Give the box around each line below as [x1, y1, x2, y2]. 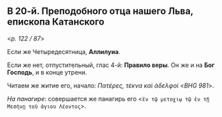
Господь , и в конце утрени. [7, 68, 87, 76]
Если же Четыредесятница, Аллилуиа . [7, 47, 121, 55]
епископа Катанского [7, 16, 105, 28]
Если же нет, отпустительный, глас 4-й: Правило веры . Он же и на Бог [7, 61, 215, 69]
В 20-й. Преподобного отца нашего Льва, [7, 5, 193, 17]
